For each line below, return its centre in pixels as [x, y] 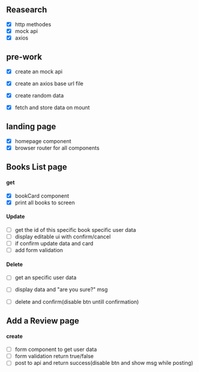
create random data [39, 95]
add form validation [39, 250]
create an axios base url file [49, 83]
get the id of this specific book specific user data [75, 229]
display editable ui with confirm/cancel [63, 237]
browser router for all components [57, 148]
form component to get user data [56, 349]
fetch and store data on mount [52, 108]
